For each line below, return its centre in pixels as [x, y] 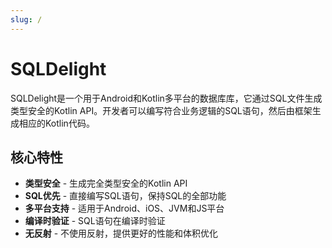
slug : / [26, 19]
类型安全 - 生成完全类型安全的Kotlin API [106, 183]
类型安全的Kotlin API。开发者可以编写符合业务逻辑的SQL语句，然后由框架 [161, 110]
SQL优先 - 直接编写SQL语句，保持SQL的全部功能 [125, 196]
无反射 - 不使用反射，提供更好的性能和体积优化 [121, 233]
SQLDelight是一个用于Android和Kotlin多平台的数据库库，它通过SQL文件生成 [166, 98]
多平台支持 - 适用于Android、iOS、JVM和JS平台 [124, 208]
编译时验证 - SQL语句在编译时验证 [95, 221]
